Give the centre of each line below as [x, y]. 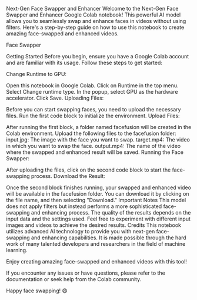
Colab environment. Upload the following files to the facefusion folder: [91, 133]
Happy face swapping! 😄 [37, 291]
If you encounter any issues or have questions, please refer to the [86, 273]
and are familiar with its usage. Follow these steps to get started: [84, 62]
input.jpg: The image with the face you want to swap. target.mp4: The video [98, 140]
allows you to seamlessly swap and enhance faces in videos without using [96, 21]
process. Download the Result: [69, 176]
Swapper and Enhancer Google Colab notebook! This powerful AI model [94, 15]
